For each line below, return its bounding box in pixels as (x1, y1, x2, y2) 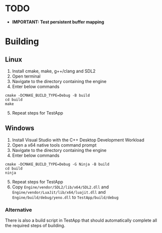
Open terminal (12, 73, 41, 79)
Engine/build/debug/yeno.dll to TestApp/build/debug (12, 194, 119, 200)
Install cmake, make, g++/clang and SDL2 (12, 68, 96, 74)
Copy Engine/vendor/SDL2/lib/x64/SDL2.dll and (12, 184, 109, 190)
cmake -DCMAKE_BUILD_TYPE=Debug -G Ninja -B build (5, 162, 110, 166)
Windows (5, 124, 34, 133)
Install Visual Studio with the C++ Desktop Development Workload (12, 137, 145, 143)
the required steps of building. (5, 223, 65, 229)
